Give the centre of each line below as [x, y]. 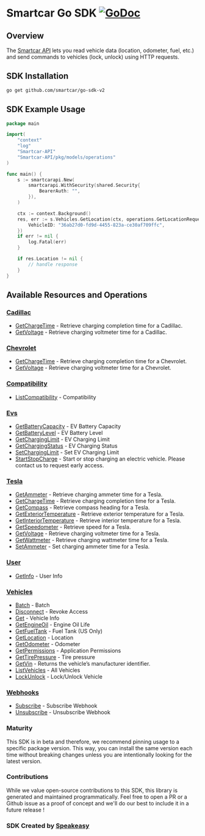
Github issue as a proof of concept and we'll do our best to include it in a [98, 803]
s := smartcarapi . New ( [46, 180]
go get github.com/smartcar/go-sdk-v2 [56, 90]
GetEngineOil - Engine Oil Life [52, 624]
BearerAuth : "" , [59, 191]
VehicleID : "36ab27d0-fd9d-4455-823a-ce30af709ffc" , [97, 225]
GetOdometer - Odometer [48, 644]
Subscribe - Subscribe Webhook [56, 706]
